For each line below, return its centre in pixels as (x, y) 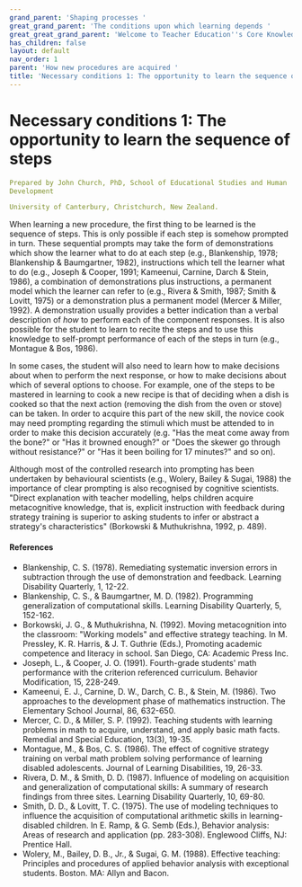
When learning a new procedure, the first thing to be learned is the (133, 225)
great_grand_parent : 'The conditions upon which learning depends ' (140, 26)
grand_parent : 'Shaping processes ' (78, 18)
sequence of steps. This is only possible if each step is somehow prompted (149, 234)
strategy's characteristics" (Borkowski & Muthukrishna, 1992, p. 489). (138, 527)
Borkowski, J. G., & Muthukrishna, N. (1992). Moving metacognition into (155, 625)
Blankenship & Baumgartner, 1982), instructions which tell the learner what (147, 262)
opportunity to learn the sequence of (150, 139)
